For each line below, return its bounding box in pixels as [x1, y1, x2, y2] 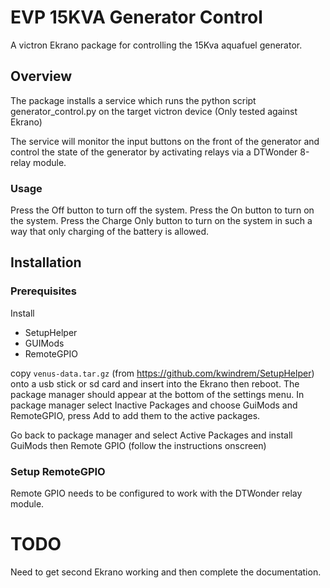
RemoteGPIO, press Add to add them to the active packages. [10, 409, 261, 421]
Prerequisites [10, 284, 77, 298]
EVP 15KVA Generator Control [10, 6, 263, 29]
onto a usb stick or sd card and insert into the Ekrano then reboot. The [10, 377, 300, 390]
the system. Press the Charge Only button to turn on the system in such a [10, 215, 313, 227]
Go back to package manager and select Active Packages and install [10, 429, 293, 441]
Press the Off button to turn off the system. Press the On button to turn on [10, 204, 315, 216]
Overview [10, 68, 73, 85]
